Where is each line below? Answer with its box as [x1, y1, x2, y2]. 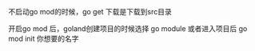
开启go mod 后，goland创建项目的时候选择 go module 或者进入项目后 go [8, 24, 248, 33]
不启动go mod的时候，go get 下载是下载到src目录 [8, 7, 172, 16]
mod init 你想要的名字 [8, 34, 79, 43]
